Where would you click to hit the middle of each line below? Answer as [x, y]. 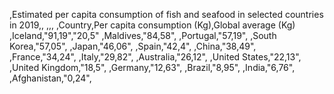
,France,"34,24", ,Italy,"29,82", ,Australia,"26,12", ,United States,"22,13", [155, 57]
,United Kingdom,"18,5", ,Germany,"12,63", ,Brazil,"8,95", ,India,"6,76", [152, 67]
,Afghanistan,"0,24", [50, 78]
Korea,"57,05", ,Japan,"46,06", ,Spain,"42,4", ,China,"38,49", [133, 46]
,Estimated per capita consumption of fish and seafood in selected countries [166, 14]
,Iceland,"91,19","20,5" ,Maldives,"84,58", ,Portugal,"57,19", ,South [143, 35]
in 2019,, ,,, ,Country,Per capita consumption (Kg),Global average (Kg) [152, 25]
